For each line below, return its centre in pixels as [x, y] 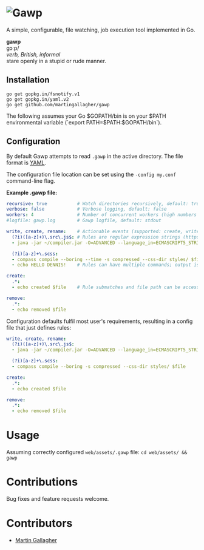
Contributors [39, 524]
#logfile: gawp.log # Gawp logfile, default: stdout [84, 221]
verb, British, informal [33, 54]
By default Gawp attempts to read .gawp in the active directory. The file [95, 156]
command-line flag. [31, 181]
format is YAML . [26, 162]
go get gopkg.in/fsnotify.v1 [43, 94]
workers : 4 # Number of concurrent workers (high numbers [102, 215]
